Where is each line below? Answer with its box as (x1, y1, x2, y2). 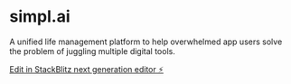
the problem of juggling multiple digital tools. (9, 45, 176, 56)
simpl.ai (9, 6, 70, 27)
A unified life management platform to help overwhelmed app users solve (9, 36, 283, 47)
